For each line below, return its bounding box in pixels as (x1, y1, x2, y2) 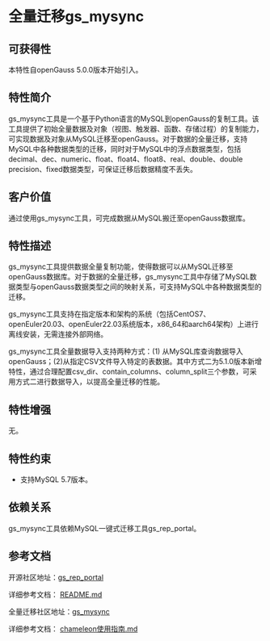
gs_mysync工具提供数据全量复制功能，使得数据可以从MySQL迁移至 (8, 262, 234, 271)
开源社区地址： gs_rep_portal (8, 572, 103, 582)
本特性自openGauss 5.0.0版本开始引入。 (8, 65, 143, 74)
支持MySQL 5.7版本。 (19, 475, 93, 484)
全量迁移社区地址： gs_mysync (8, 606, 111, 616)
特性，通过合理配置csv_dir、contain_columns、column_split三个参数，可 (8, 367, 251, 376)
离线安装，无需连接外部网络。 (8, 329, 108, 339)
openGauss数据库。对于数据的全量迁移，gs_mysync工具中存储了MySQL (8, 272, 251, 282)
